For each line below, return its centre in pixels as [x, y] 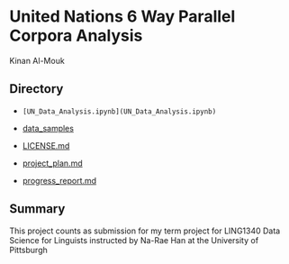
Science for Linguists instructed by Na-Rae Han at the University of [134, 240]
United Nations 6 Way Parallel [122, 17]
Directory [36, 89]
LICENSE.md [46, 145]
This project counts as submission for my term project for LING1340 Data [145, 231]
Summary [37, 209]
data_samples [48, 128]
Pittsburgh [28, 250]
